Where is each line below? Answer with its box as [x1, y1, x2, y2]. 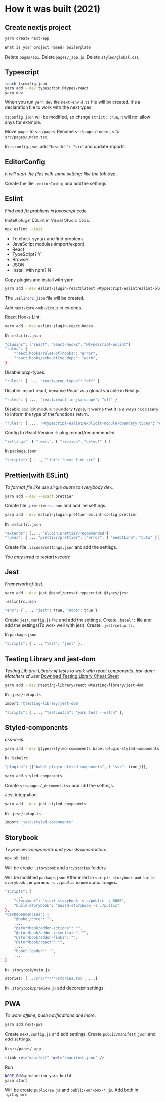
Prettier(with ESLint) [5, 471, 69, 479]
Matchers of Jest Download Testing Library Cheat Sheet [5, 673, 119, 679]
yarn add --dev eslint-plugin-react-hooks [5, 323, 93, 328]
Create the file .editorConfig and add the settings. [5, 181, 108, 186]
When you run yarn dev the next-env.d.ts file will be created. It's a [5, 99, 141, 105]
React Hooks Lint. [5, 314, 41, 320]
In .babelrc [5, 755, 28, 761]
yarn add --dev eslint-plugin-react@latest [5, 286, 96, 291]
